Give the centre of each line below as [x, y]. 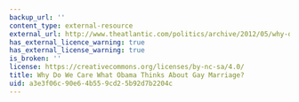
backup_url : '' [37, 17]
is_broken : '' [36, 59]
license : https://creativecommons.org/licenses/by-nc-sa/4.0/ [127, 67]
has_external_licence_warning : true [77, 42]
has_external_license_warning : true [77, 51]
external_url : [36, 34]
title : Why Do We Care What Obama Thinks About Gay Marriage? [127, 75]
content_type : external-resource [71, 26]
